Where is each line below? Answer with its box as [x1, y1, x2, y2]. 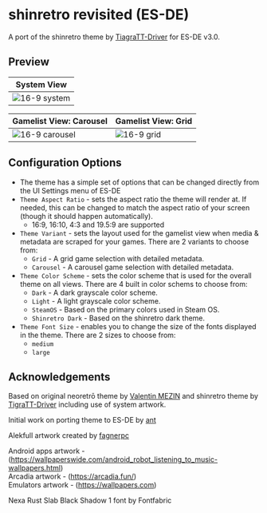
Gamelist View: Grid [115, 115, 193, 126]
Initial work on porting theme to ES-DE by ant [8, 416, 157, 425]
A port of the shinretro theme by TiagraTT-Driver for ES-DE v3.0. [8, 32, 221, 42]
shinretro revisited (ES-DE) [8, 6, 190, 24]
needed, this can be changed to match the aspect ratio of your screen [19, 202, 250, 213]
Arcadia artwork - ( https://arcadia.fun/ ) [8, 471, 137, 481]
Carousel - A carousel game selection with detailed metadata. [31, 262, 234, 272]
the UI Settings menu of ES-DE [19, 185, 121, 195]
